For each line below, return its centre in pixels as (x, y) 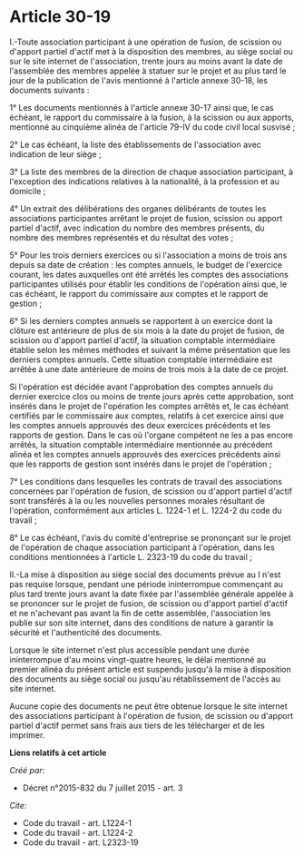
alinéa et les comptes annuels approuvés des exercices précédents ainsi (145, 454)
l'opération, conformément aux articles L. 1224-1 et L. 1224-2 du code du (146, 510)
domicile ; (28, 191)
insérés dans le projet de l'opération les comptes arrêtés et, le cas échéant (149, 406)
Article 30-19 (60, 17)
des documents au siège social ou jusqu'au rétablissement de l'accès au (145, 679)
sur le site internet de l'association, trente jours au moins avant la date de (146, 61)
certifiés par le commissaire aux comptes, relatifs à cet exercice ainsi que (147, 416)
